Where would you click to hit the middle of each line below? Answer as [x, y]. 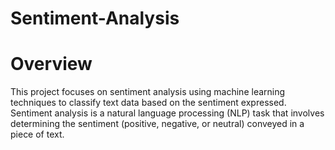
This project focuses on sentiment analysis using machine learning [148, 92]
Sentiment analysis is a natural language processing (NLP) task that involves [167, 113]
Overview [51, 64]
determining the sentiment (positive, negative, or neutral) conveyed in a [157, 124]
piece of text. [37, 134]
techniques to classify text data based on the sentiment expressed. [148, 103]
